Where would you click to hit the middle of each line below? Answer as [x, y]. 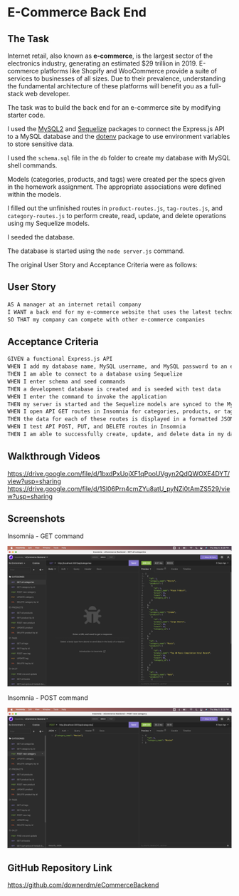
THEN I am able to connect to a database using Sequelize [95, 374]
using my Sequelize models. [49, 223]
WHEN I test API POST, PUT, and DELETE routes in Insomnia [97, 427]
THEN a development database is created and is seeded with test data [114, 389]
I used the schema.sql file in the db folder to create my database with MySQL [119, 158]
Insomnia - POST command [48, 697]
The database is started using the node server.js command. [96, 251]
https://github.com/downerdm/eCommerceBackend [83, 885]
